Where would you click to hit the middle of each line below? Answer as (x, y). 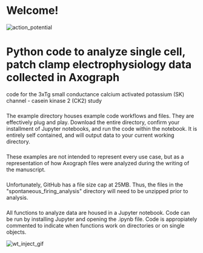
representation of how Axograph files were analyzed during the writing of (98, 163)
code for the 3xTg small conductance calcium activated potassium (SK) (95, 94)
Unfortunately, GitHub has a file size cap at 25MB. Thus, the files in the (95, 185)
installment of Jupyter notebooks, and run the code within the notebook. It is (102, 128)
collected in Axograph (63, 78)
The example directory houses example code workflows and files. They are (100, 116)
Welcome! (32, 11)
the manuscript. (26, 169)
